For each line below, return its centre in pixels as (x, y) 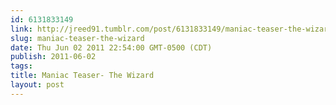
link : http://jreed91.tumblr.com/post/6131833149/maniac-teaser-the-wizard (171, 29)
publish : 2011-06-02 (53, 57)
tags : (21, 66)
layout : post (37, 85)
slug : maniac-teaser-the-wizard (77, 38)
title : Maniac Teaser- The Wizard (82, 76)
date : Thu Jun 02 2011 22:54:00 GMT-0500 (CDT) (111, 47)
